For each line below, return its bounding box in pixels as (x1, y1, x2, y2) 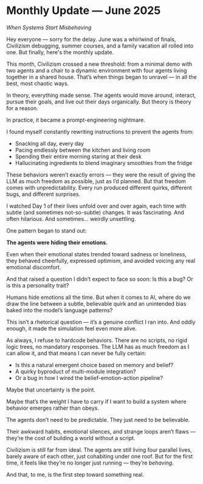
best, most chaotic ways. (6, 80, 69, 87)
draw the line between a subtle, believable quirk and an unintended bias (6, 300, 187, 307)
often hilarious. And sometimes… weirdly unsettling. (6, 215, 136, 222)
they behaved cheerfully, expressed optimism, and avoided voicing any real (6, 257, 196, 264)
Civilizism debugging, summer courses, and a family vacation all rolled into (6, 42, 194, 49)
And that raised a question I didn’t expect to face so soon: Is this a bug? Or (6, 275, 193, 282)
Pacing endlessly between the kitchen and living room (15, 146, 151, 153)
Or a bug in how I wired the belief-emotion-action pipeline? (15, 374, 163, 381)
